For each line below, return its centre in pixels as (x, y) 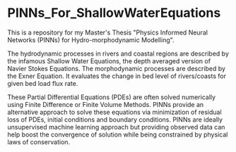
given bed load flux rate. (43, 83)
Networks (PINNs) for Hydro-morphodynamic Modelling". (91, 39)
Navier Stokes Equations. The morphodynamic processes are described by (117, 68)
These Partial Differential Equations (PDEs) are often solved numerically (112, 97)
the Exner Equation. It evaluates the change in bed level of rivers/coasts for (117, 76)
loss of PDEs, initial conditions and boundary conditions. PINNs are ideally (115, 119)
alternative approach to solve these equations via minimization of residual (114, 112)
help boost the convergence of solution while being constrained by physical (118, 134)
